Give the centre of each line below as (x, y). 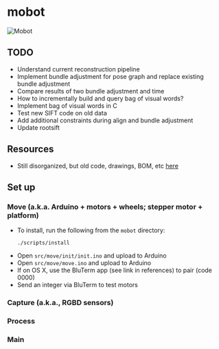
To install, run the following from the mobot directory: (91, 230)
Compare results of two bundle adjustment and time (91, 91)
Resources (31, 149)
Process (21, 322)
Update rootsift (38, 127)
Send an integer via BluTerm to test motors (78, 285)
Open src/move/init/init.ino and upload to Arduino (92, 256)
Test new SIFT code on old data (62, 113)
